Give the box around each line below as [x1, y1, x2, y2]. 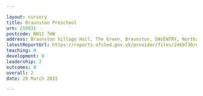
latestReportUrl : [6, 42, 50, 48]
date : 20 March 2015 [6, 76, 59, 82]
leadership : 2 [6, 58, 42, 65]
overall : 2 [6, 70, 34, 76]
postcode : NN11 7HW [6, 31, 56, 37]
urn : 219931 [6, 25, 36, 31]
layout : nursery [6, 14, 47, 20]
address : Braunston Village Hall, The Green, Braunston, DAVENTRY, [6, 37, 180, 43]
